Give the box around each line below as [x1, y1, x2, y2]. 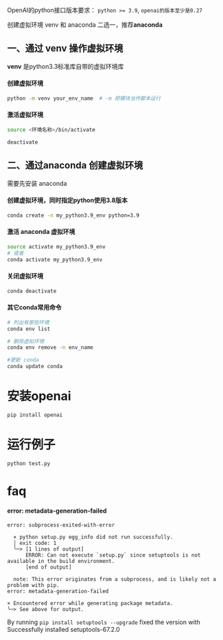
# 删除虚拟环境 [7, 338, 45, 345]
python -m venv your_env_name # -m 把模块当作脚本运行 [7, 95, 161, 102]
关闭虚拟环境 [7, 272, 43, 280]
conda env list [7, 326, 51, 332]
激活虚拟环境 [7, 111, 43, 119]
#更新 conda [7, 356, 39, 363]
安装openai [7, 388, 71, 404]
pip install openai [7, 412, 63, 418]
